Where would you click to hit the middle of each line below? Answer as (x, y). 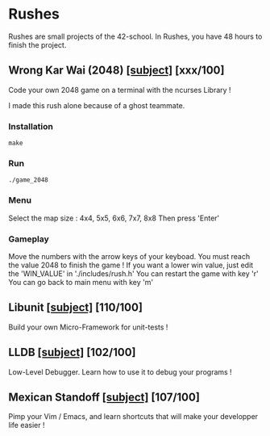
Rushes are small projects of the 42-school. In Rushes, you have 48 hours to (135, 36)
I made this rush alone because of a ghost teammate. (97, 105)
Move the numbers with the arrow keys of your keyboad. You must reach (129, 256)
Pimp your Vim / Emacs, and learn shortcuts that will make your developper (133, 417)
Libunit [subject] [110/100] (76, 308)
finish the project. (37, 44)
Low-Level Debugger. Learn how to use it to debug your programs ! (120, 371)
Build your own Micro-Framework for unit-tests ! (88, 327)
